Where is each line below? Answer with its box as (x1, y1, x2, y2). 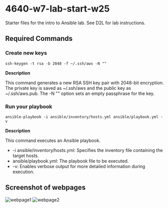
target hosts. (12, 152, 39, 159)
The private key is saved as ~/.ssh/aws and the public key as (5, 85, 131, 91)
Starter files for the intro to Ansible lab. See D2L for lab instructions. (5, 20, 146, 26)
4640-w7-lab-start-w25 (5, 3, 110, 15)
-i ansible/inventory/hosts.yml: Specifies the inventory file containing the (12, 147, 163, 153)
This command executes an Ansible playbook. (5, 137, 101, 143)
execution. (12, 169, 35, 175)
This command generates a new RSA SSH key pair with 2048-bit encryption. (5, 79, 164, 86)
